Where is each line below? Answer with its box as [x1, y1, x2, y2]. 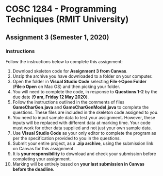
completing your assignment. [12, 156, 71, 161]
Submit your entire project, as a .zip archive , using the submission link [12, 140, 154, 146]
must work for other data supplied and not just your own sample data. [12, 125, 152, 131]
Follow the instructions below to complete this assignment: [5, 58, 123, 64]
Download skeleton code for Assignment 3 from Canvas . [12, 68, 128, 74]
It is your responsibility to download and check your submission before [12, 151, 157, 157]
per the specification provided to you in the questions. [12, 135, 121, 141]
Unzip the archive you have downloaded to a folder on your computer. [12, 73, 153, 79]
